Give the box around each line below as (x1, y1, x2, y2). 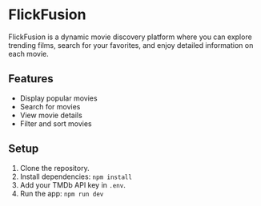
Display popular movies (19, 93, 98, 103)
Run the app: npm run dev (19, 188, 104, 198)
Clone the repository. (19, 163, 90, 172)
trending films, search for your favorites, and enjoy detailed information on (8, 40, 254, 50)
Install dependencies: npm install (19, 172, 132, 181)
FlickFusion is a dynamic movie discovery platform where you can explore (8, 32, 252, 42)
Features (8, 72, 54, 85)
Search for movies (19, 101, 81, 111)
